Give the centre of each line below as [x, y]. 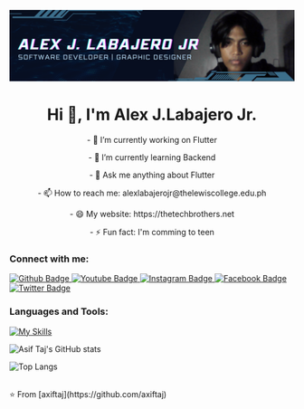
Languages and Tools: [59, 311]
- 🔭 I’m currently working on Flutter [152, 139]
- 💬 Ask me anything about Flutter [152, 175]
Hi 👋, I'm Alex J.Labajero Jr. [152, 115]
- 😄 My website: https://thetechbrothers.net [152, 214]
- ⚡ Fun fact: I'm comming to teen [152, 232]
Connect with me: [49, 259]
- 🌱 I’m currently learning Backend [152, 157]
